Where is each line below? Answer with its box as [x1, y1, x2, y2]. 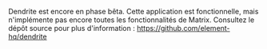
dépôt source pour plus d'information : [8, 24, 136, 32]
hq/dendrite [8, 32, 47, 41]
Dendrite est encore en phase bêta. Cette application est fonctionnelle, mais [8, 7, 259, 16]
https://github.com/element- [137, 24, 230, 32]
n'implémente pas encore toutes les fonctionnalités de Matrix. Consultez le [8, 15, 255, 24]
